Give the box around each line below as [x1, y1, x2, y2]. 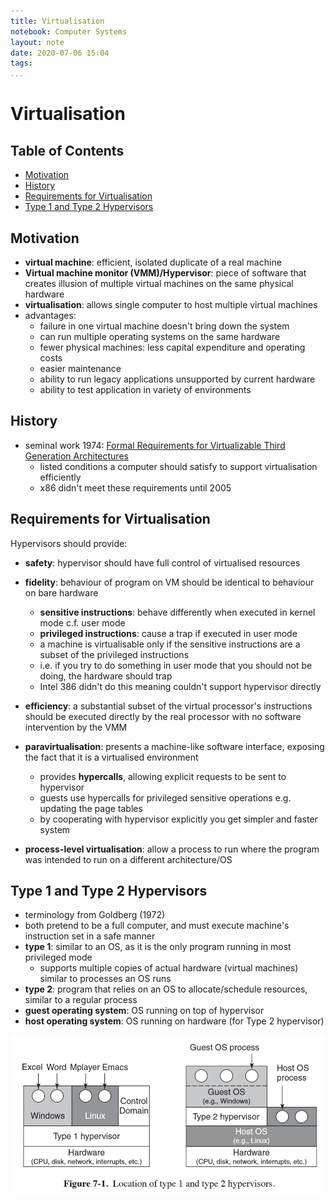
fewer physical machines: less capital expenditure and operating [39, 341, 306, 353]
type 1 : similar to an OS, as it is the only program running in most [24, 941, 292, 953]
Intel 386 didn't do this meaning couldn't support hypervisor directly [39, 680, 322, 692]
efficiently [39, 471, 82, 483]
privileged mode [24, 951, 93, 964]
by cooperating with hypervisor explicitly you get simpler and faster [39, 813, 318, 825]
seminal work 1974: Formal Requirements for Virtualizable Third [24, 439, 286, 451]
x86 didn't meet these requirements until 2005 [39, 481, 232, 494]
